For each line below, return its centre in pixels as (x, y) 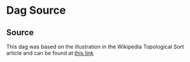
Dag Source (36, 10)
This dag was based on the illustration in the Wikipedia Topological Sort (95, 46)
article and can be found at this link (50, 53)
